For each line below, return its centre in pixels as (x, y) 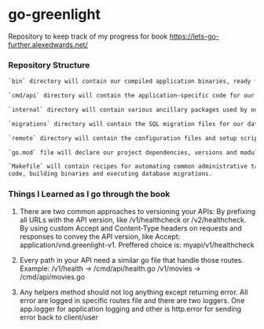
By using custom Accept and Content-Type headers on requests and (130, 228)
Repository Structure (49, 65)
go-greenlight (54, 15)
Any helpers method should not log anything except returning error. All (134, 292)
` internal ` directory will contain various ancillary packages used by (128, 109)
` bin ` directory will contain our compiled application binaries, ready (130, 81)
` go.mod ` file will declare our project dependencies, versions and (123, 152)
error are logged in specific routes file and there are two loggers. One (132, 300)
